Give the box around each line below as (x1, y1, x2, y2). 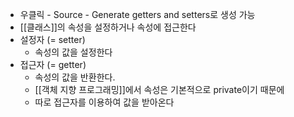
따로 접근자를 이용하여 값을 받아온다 (34, 96, 175, 108)
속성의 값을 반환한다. (34, 71, 116, 83)
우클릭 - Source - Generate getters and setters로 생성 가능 (19, 9, 256, 20)
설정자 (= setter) (19, 34, 86, 45)
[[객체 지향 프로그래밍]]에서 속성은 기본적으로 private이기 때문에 (34, 84, 285, 95)
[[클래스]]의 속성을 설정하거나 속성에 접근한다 (19, 21, 197, 33)
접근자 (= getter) (19, 59, 87, 70)
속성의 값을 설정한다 (34, 46, 113, 58)
